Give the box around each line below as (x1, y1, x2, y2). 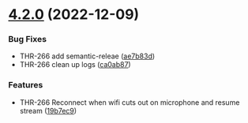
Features (8, 80, 43, 91)
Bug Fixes (8, 34, 47, 45)
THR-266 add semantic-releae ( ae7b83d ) (19, 51, 156, 61)
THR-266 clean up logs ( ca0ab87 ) (19, 60, 132, 69)
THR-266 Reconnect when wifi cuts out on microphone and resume (19, 97, 240, 107)
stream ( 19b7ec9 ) (19, 106, 77, 115)
